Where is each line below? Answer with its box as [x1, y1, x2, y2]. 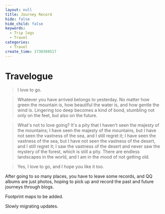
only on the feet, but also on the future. [17, 113, 98, 119]
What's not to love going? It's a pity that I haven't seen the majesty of [17, 122, 160, 128]
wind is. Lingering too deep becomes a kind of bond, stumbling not [17, 107, 155, 113]
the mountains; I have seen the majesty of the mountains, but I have [17, 128, 157, 134]
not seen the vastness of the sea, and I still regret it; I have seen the [17, 133, 156, 139]
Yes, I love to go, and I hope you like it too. [17, 164, 104, 170]
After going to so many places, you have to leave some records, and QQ [5, 173, 153, 180]
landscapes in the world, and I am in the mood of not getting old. [17, 154, 150, 160]
